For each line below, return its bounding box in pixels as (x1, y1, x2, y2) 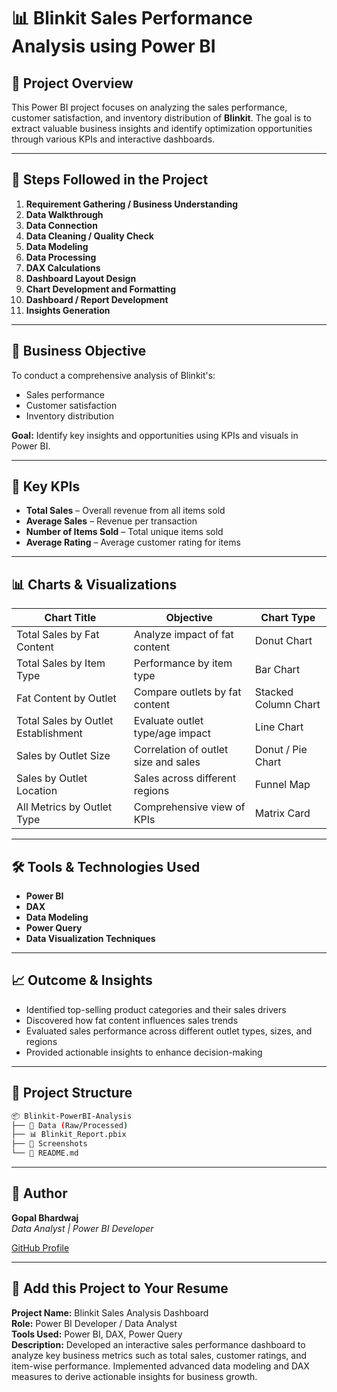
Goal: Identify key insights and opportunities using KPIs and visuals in (11, 429, 299, 441)
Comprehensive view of (133, 800, 246, 814)
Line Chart (254, 720, 304, 734)
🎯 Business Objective (11, 343, 147, 360)
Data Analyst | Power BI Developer (11, 1222, 154, 1234)
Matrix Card (254, 806, 311, 820)
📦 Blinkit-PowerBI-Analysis (11, 1111, 133, 1121)
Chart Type (260, 611, 316, 625)
